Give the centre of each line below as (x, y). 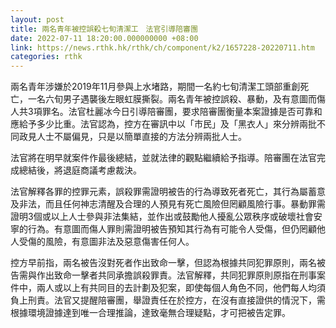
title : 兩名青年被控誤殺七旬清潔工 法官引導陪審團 (104, 29)
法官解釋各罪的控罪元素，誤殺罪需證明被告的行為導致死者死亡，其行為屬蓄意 (168, 192)
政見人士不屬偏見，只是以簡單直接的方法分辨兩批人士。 (132, 137)
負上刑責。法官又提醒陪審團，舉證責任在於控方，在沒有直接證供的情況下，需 (168, 300)
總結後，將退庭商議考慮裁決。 (80, 170)
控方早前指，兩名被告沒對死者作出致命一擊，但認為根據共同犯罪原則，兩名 (163, 263)
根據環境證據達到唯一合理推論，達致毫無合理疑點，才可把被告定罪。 (150, 313)
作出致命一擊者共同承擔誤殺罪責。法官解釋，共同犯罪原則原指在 (168, 275)
